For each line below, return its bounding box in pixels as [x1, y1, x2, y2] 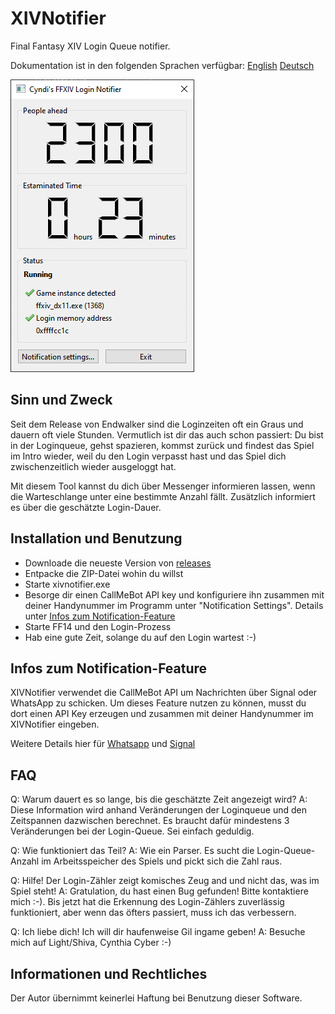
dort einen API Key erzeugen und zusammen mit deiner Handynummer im [10, 708, 314, 720]
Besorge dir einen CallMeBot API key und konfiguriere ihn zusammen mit [24, 588, 325, 601]
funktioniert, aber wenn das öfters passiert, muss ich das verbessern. [10, 907, 297, 919]
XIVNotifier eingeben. [10, 718, 100, 731]
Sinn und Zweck [10, 392, 113, 409]
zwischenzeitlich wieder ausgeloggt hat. [10, 460, 177, 472]
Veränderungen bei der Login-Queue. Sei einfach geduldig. [10, 825, 255, 837]
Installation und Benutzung [10, 530, 183, 547]
